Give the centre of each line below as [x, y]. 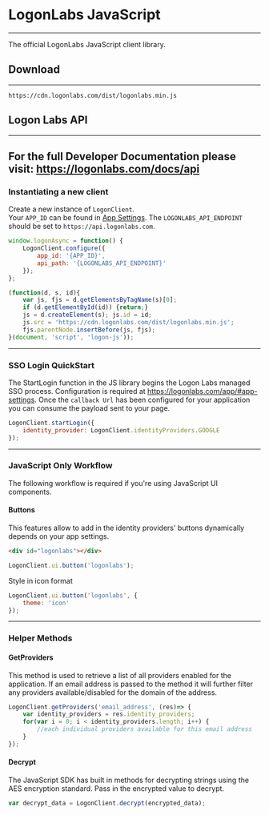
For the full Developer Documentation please [122, 157]
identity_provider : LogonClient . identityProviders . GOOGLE [121, 430]
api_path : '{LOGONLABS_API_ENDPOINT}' [102, 263]
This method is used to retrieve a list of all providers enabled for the [120, 675]
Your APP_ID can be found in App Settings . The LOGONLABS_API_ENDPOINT [125, 218]
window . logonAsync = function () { [66, 241]
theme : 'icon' [46, 603]
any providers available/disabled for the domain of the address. [113, 692]
